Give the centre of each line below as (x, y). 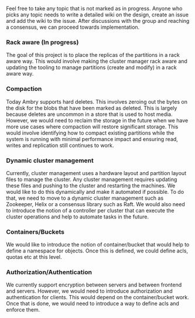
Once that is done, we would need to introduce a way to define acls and (93, 303)
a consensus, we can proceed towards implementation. (73, 27)
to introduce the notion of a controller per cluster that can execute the (90, 210)
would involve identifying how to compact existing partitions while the (90, 133)
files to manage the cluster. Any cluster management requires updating (92, 179)
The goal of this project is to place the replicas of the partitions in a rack (93, 55)
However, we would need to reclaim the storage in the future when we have (97, 120)
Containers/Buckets (35, 232)
